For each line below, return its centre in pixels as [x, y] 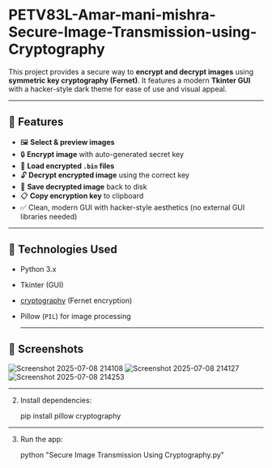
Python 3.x [38, 269]
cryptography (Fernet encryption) [76, 300]
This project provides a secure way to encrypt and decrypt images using [131, 71]
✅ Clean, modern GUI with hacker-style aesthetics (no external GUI [132, 207]
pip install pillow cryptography [70, 416]
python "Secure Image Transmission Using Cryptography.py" [122, 455]
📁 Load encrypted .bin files [67, 166]
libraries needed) [49, 216]
